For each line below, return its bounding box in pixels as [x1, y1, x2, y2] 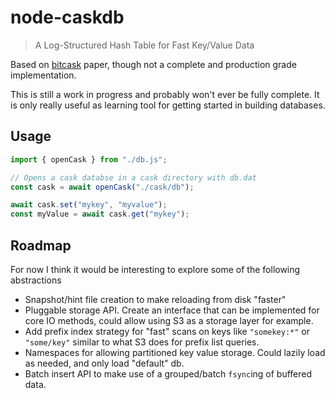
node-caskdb [10, 6, 125, 29]
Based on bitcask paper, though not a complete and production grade [10, 58, 297, 70]
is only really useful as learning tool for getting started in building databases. [10, 99, 326, 111]
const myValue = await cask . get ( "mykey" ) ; [10, 209, 190, 220]
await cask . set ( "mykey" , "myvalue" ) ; [10, 200, 168, 210]
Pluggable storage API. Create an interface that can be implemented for [24, 304, 320, 316]
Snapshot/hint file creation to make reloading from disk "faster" [24, 293, 287, 305]
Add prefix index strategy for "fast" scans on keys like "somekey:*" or [24, 325, 311, 337]
